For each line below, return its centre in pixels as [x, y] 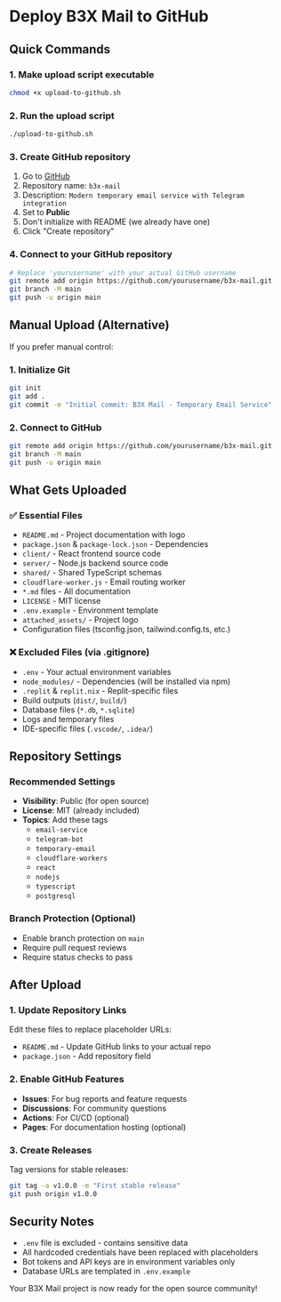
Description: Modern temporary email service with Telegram [133, 195]
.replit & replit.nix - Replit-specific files [100, 690]
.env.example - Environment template [90, 610]
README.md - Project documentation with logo [104, 534]
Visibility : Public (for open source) [85, 801]
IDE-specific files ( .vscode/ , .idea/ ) [88, 728]
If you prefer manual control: [61, 346]
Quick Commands [60, 49]
